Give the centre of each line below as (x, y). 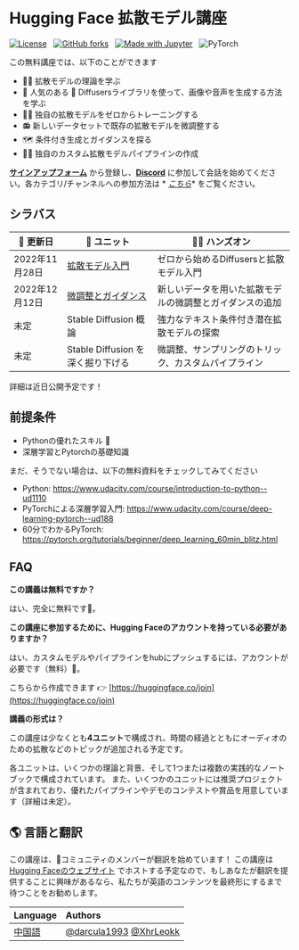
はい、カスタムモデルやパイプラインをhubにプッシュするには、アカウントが (149, 657)
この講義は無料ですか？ (52, 590)
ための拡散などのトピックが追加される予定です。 (99, 749)
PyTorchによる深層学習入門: (73, 508)
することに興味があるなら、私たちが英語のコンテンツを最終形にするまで (149, 882)
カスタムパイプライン (219, 362)
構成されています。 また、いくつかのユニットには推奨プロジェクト (162, 779)
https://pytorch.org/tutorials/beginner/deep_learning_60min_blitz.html (150, 539)
